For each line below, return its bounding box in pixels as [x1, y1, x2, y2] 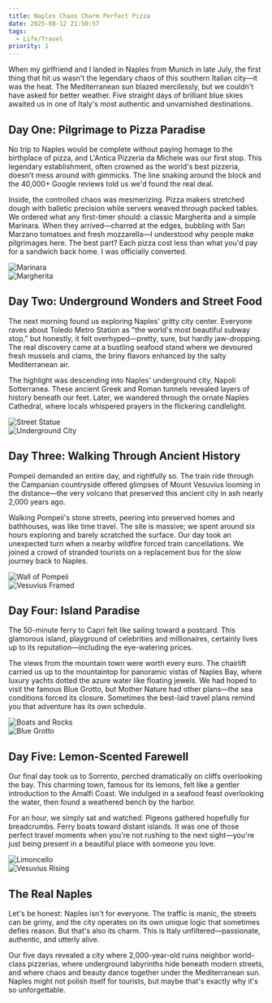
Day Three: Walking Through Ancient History [8, 449, 241, 463]
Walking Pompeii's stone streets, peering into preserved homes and [8, 512, 235, 522]
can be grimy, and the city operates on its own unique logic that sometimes [8, 918, 260, 926]
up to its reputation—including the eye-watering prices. [8, 642, 193, 652]
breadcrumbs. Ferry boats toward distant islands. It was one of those [8, 821, 240, 831]
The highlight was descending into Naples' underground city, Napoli [8, 375, 236, 385]
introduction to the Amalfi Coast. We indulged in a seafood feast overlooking [8, 789, 264, 799]
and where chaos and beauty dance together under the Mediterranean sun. [8, 968, 261, 977]
